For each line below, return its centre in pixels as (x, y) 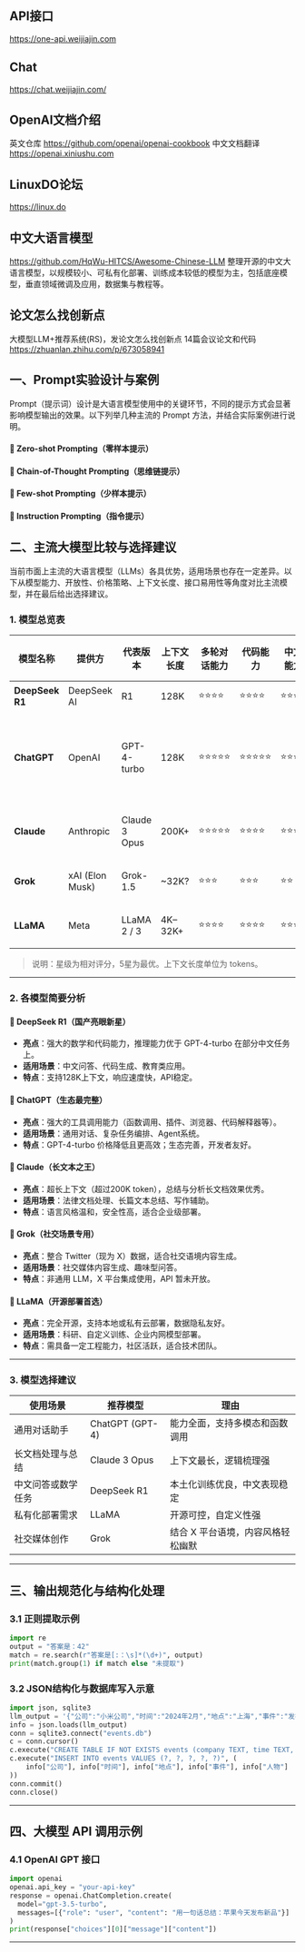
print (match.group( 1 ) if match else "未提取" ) (97, 1663)
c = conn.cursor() (44, 1741)
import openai (36, 1879)
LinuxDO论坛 (46, 184)
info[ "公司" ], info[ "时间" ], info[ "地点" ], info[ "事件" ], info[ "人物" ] (157, 1767)
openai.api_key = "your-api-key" (73, 1888)
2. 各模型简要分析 (48, 999)
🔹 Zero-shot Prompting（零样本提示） (82, 449)
